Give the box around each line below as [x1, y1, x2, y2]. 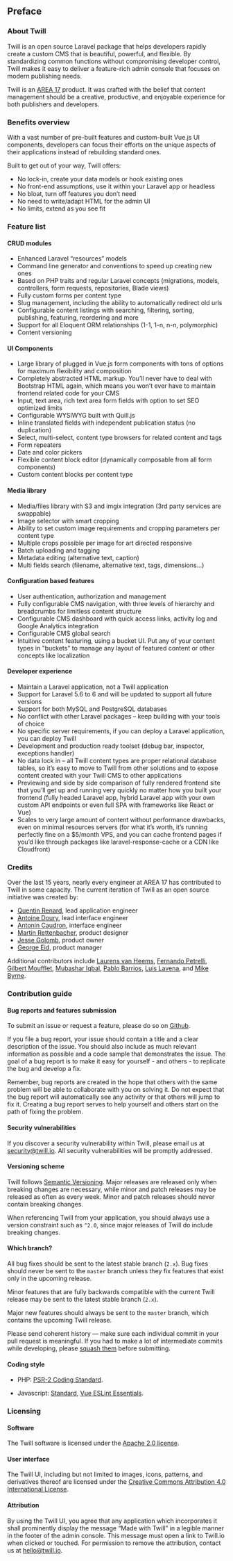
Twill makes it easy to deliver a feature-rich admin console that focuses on [7, 64, 220, 72]
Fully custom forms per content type [17, 291, 121, 300]
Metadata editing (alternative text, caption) [17, 553, 140, 562]
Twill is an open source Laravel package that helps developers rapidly [7, 42, 207, 51]
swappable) [17, 509, 51, 517]
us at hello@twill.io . [7, 1546, 63, 1554]
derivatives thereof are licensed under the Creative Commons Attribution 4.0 [7, 1478, 226, 1486]
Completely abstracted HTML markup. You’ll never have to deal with [17, 375, 213, 383]
